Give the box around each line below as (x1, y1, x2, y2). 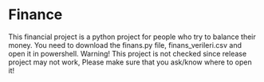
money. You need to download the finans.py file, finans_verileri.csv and (8, 40, 242, 49)
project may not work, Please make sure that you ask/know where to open (8, 57, 253, 67)
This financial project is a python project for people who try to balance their (8, 32, 257, 41)
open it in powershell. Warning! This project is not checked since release (8, 49, 247, 58)
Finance (8, 6, 63, 24)
